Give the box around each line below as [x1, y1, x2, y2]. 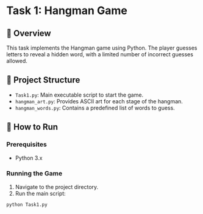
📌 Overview [6, 28, 51, 39]
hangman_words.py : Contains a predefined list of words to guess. [15, 104, 175, 111]
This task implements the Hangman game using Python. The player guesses [6, 44, 198, 51]
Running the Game [6, 169, 63, 178]
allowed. [6, 57, 27, 64]
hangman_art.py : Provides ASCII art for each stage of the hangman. [15, 97, 183, 105]
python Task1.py [6, 201, 48, 208]
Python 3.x [15, 154, 43, 161]
